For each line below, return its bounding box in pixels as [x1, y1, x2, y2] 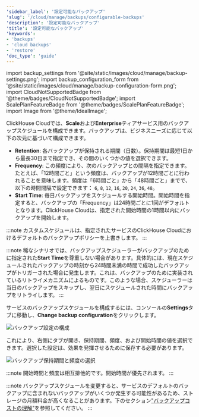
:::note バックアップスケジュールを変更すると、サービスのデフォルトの [6, 382, 179, 389]
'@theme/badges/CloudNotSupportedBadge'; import [6, 95, 135, 102]
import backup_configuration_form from [41, 76, 139, 83]
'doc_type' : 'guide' [6, 53, 58, 59]
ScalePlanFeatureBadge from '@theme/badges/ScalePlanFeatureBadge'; [6, 101, 185, 108]
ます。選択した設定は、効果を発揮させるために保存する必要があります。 [11, 344, 188, 351]
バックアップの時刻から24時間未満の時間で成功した [37, 261, 164, 268]
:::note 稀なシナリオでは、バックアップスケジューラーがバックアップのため [6, 246, 189, 253]
